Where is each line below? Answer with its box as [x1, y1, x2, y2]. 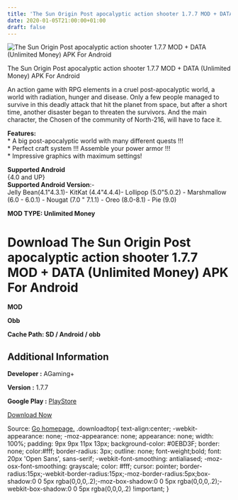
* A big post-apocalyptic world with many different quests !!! [7, 137, 184, 145]
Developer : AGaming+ [7, 370, 75, 378]
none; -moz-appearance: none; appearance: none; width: [45, 432, 214, 441]
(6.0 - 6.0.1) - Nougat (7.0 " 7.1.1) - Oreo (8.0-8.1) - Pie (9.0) [7, 195, 177, 204]
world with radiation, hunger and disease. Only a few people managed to [7, 93, 220, 101]
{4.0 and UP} [7, 173, 45, 181]
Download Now [7, 411, 52, 419]
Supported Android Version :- [7, 181, 95, 189]
